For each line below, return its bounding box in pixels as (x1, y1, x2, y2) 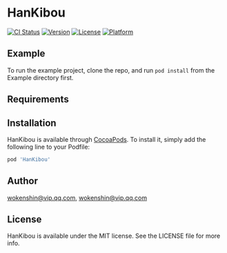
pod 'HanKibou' (7, 156, 51, 163)
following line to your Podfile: (7, 142, 90, 151)
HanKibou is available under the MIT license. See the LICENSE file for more (7, 232, 221, 240)
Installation (7, 117, 57, 129)
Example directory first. (7, 73, 74, 82)
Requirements (7, 93, 69, 105)
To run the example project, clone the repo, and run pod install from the (7, 66, 215, 74)
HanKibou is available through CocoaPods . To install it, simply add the (7, 135, 206, 143)
